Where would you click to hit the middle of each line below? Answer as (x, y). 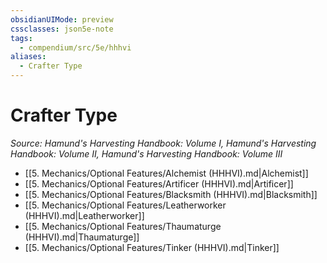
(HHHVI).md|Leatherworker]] (84, 215)
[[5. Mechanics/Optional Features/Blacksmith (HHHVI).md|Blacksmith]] (171, 194)
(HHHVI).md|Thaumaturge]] (82, 237)
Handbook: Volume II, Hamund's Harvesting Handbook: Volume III (146, 153)
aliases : (28, 57)
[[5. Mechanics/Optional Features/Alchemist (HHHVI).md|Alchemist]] (166, 173)
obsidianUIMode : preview (62, 19)
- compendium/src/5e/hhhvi (75, 47)
